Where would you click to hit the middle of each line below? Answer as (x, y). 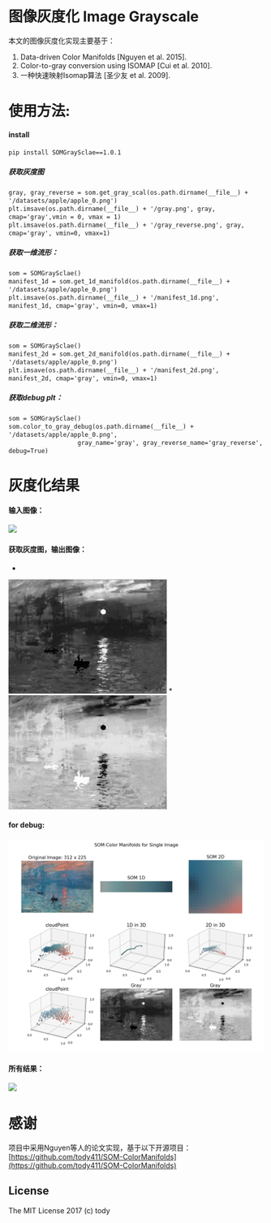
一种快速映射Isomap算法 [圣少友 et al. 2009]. (95, 75)
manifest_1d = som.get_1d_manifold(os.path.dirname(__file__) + (119, 282)
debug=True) (28, 452)
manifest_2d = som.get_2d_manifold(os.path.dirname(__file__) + (119, 354)
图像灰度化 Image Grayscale (103, 17)
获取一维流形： (33, 252)
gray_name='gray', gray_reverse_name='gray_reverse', (170, 443)
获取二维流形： (33, 325)
